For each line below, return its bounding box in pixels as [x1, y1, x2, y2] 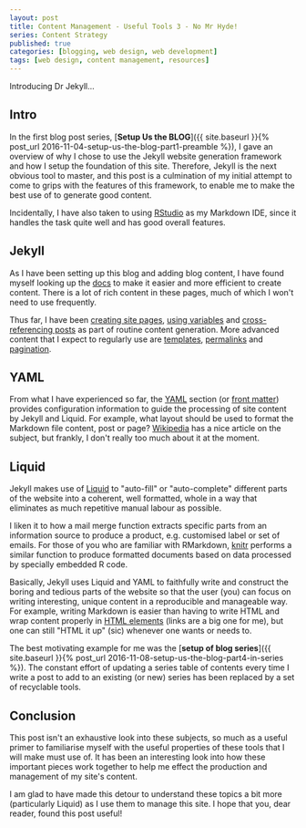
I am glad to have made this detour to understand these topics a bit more [9, 789, 282, 800]
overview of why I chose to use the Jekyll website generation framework [9, 150, 282, 161]
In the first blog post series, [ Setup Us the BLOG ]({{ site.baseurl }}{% [9, 131, 270, 142]
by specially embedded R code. [9, 559, 128, 570]
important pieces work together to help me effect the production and [9, 761, 268, 772]
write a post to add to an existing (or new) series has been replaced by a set [9, 672, 295, 683]
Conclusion [9, 708, 76, 723]
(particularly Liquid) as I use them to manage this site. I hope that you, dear [9, 799, 291, 810]
